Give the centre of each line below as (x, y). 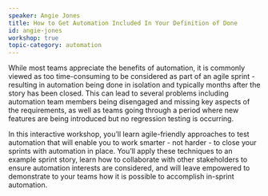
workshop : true (34, 38)
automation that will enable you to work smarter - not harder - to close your (132, 143)
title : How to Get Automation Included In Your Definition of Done (123, 23)
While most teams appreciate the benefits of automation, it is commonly (127, 68)
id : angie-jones (35, 30)
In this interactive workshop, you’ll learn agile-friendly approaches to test (129, 134)
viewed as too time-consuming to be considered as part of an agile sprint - (132, 76)
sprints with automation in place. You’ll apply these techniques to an (120, 151)
